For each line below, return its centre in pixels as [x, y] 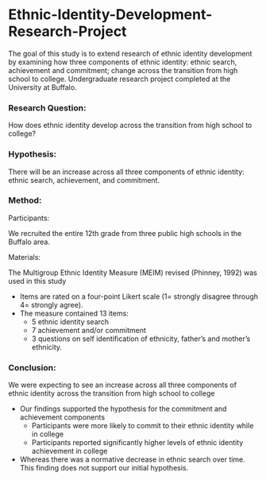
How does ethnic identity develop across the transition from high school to [130, 126]
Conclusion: [32, 367]
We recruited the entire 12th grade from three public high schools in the [125, 233]
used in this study [37, 281]
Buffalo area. [29, 242]
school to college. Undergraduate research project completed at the [120, 79]
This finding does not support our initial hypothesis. [104, 468]
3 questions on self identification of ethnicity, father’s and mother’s [141, 339]
